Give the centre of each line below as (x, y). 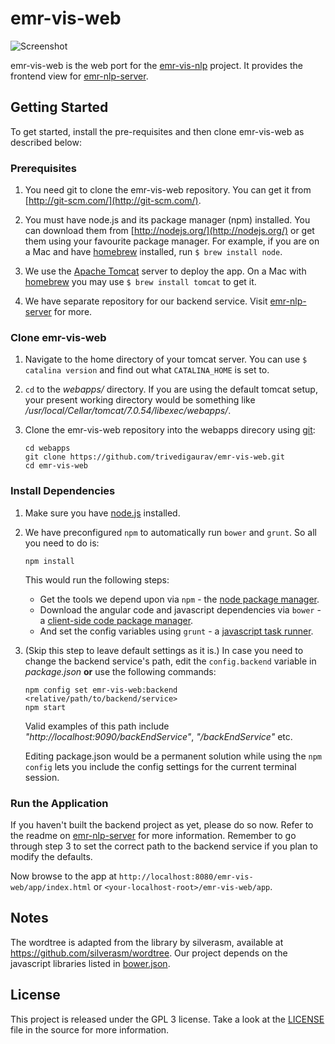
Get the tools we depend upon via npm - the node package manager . (179, 599)
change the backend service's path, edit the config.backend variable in (170, 661)
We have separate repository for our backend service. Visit (146, 301)
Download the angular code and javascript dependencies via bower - (180, 609)
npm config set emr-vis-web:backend (101, 690)
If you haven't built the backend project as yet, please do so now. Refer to (162, 824)
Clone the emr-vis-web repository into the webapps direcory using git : (170, 430)
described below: (46, 142)
